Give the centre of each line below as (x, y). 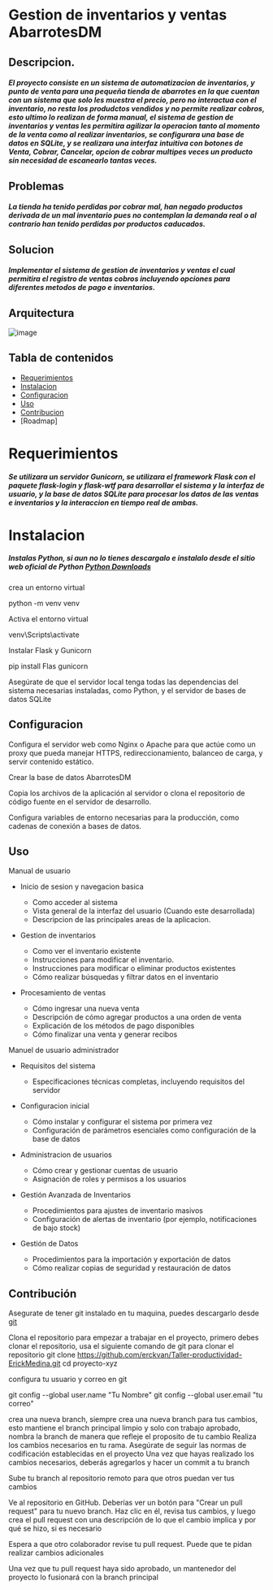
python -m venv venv (44, 603)
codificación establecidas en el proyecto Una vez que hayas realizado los (131, 1454)
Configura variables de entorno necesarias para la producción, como (124, 817)
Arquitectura (41, 313)
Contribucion (42, 412)
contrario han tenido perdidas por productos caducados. (107, 224)
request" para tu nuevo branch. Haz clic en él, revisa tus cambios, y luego (132, 1511)
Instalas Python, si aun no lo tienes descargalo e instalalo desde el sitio (132, 558)
